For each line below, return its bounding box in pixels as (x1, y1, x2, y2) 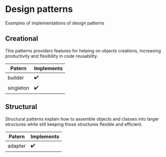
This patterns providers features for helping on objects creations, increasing (5, 47, 162, 53)
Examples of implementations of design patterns (5, 20, 104, 26)
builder (7, 74, 24, 81)
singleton (7, 85, 29, 92)
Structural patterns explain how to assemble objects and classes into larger (5, 116, 160, 122)
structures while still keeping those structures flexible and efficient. (5, 121, 143, 127)
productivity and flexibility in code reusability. (5, 53, 98, 59)
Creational (5, 34, 38, 43)
